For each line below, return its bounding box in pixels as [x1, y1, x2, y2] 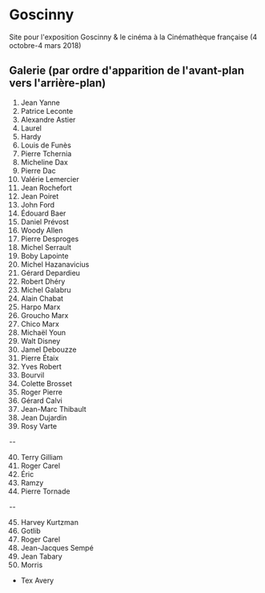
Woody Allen [20, 225, 63, 235]
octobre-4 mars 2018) [9, 40, 82, 50]
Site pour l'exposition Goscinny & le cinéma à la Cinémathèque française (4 [9, 32, 258, 42]
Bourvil [20, 370, 45, 380]
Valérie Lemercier [20, 174, 79, 184]
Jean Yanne [20, 98, 61, 107]
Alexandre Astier [20, 115, 76, 124]
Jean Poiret [20, 191, 59, 201]
